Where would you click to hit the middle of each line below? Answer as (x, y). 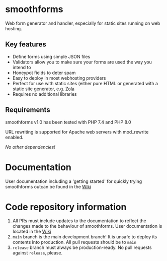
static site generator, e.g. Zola (43, 89)
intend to (22, 67)
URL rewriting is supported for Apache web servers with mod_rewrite (77, 132)
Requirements (28, 110)
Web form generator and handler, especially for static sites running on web (83, 23)
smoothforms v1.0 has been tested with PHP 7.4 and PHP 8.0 (68, 122)
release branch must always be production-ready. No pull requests (82, 247)
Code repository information (66, 207)
